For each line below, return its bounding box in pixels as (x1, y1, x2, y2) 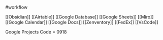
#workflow (5, 4, 28, 10)
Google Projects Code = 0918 (5, 29, 67, 34)
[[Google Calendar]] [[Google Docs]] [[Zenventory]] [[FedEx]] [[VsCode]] (5, 19, 158, 25)
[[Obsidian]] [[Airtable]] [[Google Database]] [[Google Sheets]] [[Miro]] (5, 14, 154, 19)
